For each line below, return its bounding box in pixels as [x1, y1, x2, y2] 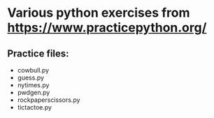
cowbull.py [17, 66, 50, 74]
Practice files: [7, 47, 69, 59]
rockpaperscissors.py [17, 96, 80, 104]
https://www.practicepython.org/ [7, 20, 207, 36]
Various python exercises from [7, 5, 190, 21]
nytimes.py [17, 81, 50, 89]
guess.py [17, 73, 44, 82]
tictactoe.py [17, 103, 52, 111]
